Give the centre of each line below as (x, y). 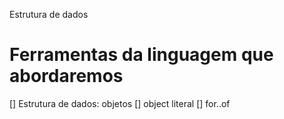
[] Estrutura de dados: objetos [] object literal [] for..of (120, 103)
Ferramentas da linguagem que (141, 55)
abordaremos (66, 76)
